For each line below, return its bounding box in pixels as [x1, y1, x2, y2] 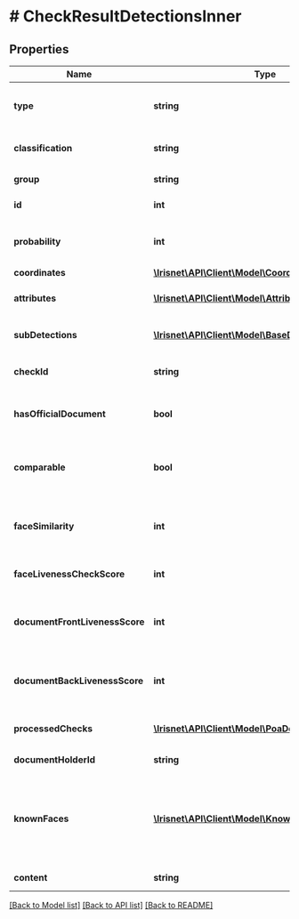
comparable [13, 461, 66, 473]
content [13, 872, 48, 883]
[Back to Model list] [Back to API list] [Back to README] [9, 900, 214, 910]
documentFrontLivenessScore [13, 616, 145, 628]
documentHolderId [13, 754, 96, 766]
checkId [13, 366, 49, 377]
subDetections [13, 329, 77, 341]
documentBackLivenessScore [13, 674, 144, 687]
